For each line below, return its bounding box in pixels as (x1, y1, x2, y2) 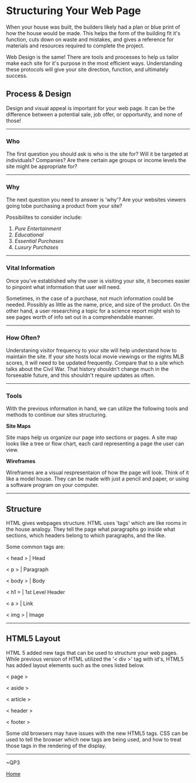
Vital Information (6, 264, 55, 272)
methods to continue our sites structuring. (6, 411, 107, 418)
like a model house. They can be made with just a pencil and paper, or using (6, 475, 189, 482)
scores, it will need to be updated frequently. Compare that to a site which (6, 359, 184, 366)
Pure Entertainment (14, 225, 61, 232)
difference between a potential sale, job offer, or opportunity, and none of (6, 111, 183, 118)
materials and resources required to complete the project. (6, 42, 145, 49)
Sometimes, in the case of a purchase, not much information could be (6, 294, 174, 302)
